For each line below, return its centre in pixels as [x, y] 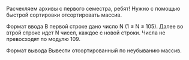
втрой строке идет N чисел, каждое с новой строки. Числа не [86, 33]
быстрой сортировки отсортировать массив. [64, 15]
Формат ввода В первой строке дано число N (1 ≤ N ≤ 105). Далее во [95, 26]
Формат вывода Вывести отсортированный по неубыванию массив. [94, 50]
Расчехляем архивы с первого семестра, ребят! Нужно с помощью [93, 9]
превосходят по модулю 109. [43, 39]
